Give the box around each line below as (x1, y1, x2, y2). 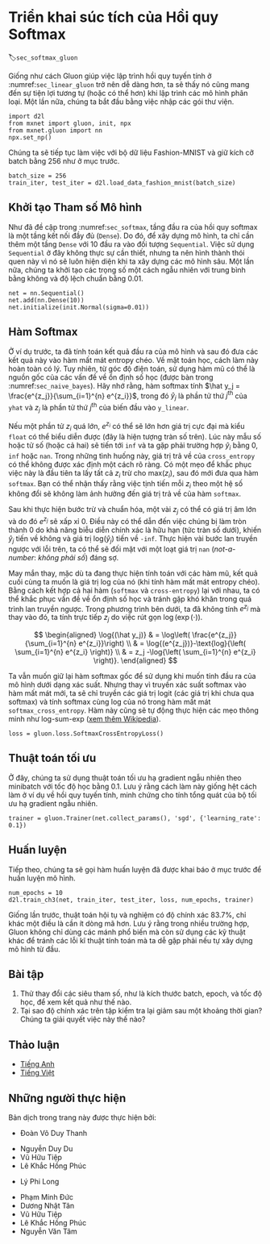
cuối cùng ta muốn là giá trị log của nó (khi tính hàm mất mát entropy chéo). (8, 576, 260, 586)
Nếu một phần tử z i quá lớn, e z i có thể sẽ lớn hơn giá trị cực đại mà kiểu (8, 420, 245, 433)
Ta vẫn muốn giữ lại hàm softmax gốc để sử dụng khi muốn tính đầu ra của (8, 672, 256, 681)
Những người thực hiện (8, 1091, 127, 1105)
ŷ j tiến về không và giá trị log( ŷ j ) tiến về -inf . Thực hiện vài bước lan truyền (8, 533, 258, 545)
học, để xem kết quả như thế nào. (19, 997, 132, 1007)
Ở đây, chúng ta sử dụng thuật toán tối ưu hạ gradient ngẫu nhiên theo (8, 772, 242, 782)
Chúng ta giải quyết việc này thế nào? (19, 1014, 146, 1024)
